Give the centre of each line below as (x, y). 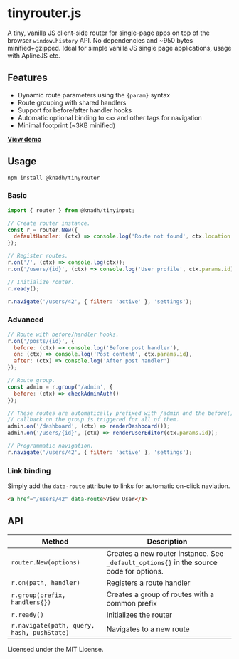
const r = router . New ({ (43, 230)
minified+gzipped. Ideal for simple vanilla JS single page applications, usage (119, 48)
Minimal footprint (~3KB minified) (67, 125)
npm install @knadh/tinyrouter (54, 178)
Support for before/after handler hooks (75, 110)
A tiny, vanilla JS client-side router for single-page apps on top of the (108, 33)
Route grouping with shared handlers (72, 102)
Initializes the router (139, 615)
